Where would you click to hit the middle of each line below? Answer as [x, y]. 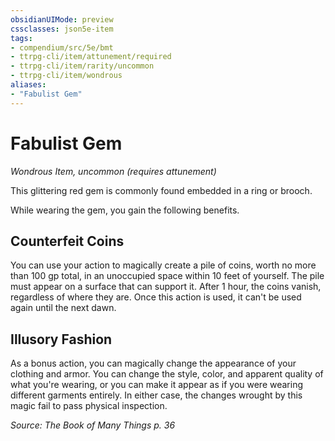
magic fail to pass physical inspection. [89, 406]
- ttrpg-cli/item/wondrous [66, 76]
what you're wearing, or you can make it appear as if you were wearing [157, 385]
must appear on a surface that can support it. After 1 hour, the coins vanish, [166, 287]
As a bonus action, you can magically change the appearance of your [153, 363]
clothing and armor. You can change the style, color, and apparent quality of [167, 374]
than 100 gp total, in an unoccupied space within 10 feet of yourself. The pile [167, 276]
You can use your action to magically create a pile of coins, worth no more [163, 265]
